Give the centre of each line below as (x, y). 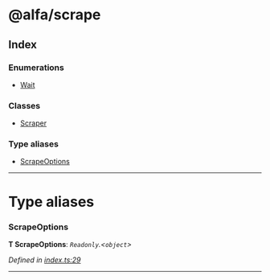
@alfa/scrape (55, 15)
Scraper (33, 123)
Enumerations (36, 68)
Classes (25, 105)
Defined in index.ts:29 (45, 260)
